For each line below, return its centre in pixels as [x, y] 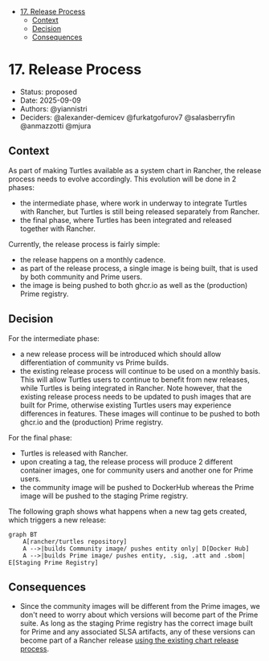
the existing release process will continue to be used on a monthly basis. [140, 371]
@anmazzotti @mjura [55, 126]
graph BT [23, 534]
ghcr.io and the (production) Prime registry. [92, 422]
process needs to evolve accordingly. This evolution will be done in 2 [122, 179]
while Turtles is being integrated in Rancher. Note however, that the [131, 387]
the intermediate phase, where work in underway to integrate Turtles [133, 203]
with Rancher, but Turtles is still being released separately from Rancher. [140, 211]
